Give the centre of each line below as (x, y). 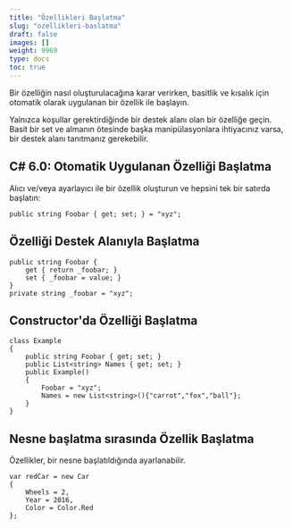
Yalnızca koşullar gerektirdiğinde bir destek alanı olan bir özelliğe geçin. (141, 119)
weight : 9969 (33, 51)
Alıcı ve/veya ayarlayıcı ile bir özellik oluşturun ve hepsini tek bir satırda (140, 188)
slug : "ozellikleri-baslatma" (66, 26)
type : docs (29, 59)
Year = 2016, (50, 500)
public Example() (58, 373)
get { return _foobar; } (71, 270)
